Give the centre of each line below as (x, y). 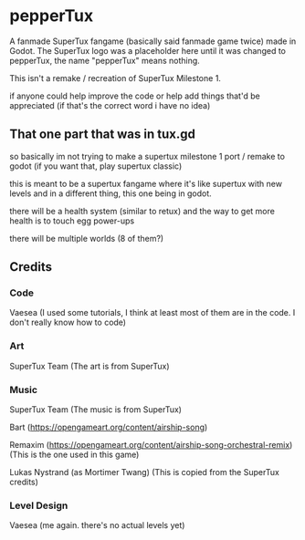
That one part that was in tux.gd (103, 135)
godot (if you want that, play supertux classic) (96, 166)
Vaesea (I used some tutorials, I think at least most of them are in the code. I (152, 313)
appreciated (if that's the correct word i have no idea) (110, 105)
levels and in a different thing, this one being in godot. (110, 193)
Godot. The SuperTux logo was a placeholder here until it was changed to (147, 50)
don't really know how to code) (68, 322)
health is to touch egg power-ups (72, 221)
